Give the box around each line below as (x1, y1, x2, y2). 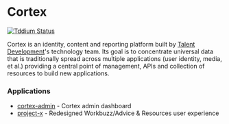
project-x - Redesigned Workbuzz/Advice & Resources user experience (16, 109, 219, 117)
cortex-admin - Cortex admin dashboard (16, 102, 132, 110)
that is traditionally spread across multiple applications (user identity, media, (7, 54, 223, 62)
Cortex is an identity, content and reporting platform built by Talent (7, 40, 195, 48)
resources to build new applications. (7, 69, 110, 77)
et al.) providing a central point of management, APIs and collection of (7, 62, 205, 70)
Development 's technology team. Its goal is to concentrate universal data (7, 47, 214, 55)
